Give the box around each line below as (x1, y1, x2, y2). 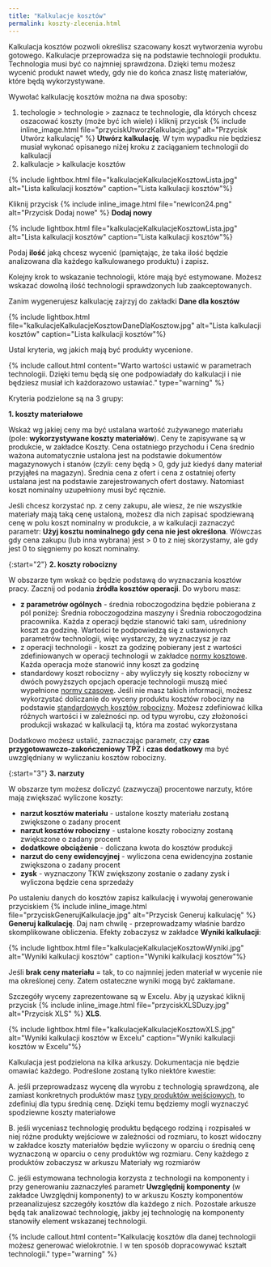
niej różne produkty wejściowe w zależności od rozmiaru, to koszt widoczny (8, 1131, 262, 1142)
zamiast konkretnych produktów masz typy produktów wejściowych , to (8, 1090, 245, 1099)
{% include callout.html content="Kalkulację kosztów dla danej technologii (8, 1231, 256, 1241)
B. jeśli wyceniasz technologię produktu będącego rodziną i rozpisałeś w (8, 1123, 251, 1133)
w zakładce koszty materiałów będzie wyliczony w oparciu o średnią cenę (8, 1140, 256, 1150)
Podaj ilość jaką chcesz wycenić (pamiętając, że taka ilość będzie (8, 248, 229, 257)
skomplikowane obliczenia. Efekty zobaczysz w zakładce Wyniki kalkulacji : (8, 927, 261, 937)
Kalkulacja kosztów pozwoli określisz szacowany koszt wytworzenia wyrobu (8, 41, 263, 51)
